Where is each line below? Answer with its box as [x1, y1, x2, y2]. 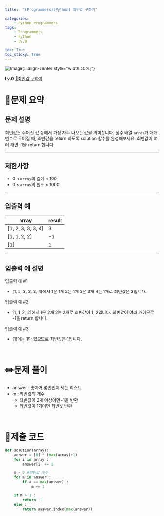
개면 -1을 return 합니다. [10, 141, 55, 147]
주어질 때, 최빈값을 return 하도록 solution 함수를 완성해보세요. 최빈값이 [18, 135, 153, 141]
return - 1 [22, 497, 42, 502]
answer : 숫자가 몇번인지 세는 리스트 [12, 385, 82, 390]
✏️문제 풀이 [5, 365, 48, 376]
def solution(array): [5, 448, 49, 453]
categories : [5, 16, 29, 21]
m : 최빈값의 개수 [12, 391, 45, 397]
